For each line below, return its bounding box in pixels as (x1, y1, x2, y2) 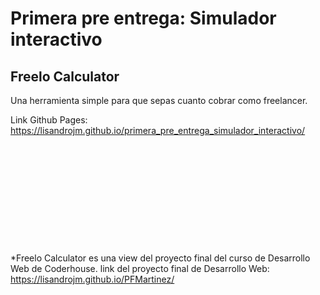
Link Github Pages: (10, 114, 88, 126)
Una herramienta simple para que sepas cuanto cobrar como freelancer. (10, 95, 308, 106)
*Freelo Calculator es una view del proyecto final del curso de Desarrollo (10, 252, 311, 264)
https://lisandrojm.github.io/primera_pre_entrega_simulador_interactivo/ (10, 125, 306, 136)
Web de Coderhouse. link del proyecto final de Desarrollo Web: (10, 263, 270, 274)
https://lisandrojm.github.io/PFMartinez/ (10, 273, 175, 285)
